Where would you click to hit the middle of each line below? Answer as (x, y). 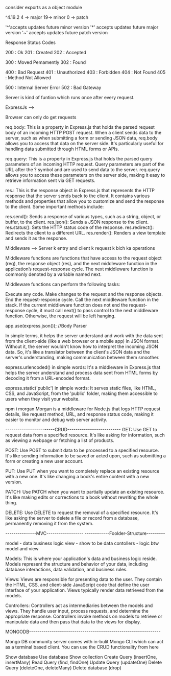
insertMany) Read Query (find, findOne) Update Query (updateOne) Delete (84, 662)
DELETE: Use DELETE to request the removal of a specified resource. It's (82, 512)
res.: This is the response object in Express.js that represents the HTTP (80, 190)
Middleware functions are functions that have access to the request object (83, 258)
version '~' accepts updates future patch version (57, 32)
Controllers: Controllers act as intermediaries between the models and (79, 605)
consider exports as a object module (44, 7)
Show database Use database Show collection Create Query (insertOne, (81, 657)
